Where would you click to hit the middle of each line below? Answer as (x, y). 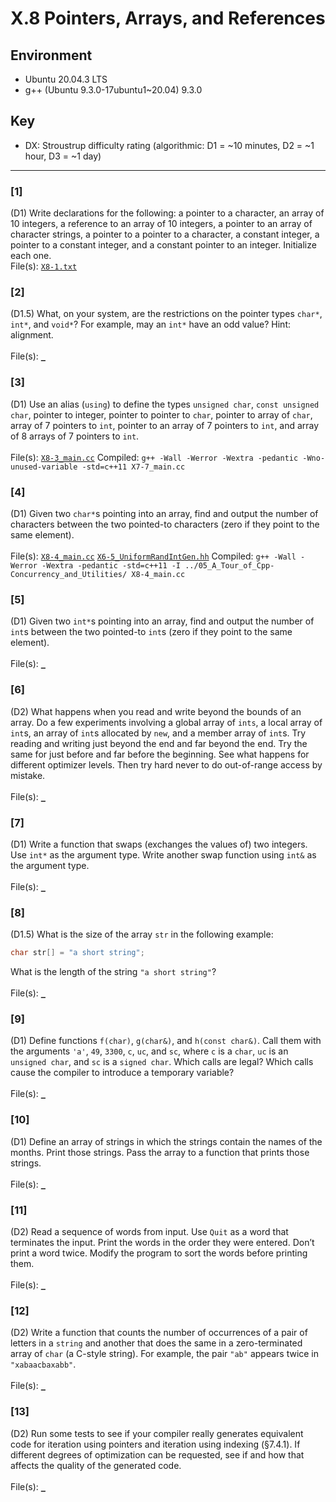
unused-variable (44, 467)
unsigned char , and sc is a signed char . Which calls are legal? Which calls (162, 1062)
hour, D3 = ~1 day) (63, 156)
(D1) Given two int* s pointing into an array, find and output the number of (162, 621)
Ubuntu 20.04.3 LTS (66, 79)
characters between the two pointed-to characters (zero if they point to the (165, 524)
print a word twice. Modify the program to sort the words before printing (159, 1253)
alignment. (32, 335)
